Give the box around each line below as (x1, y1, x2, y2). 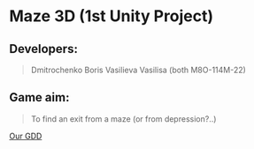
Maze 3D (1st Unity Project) (9, 6, 214, 26)
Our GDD (9, 130, 42, 141)
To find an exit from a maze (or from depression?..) (30, 113, 217, 124)
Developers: (9, 41, 78, 56)
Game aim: (9, 90, 70, 105)
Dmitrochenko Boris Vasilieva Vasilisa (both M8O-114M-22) (30, 64, 246, 75)
